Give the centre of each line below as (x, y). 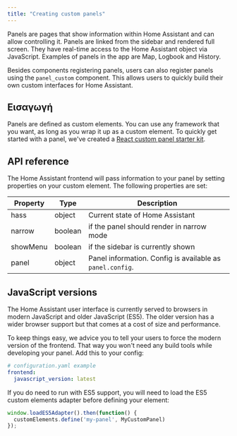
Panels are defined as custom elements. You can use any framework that (114, 124)
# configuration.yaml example (52, 366)
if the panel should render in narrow (147, 226)
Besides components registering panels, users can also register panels (110, 70)
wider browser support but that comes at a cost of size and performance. (114, 325)
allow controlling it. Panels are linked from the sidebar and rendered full (111, 41)
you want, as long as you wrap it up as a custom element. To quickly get (112, 132)
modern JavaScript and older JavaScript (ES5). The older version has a (111, 317)
